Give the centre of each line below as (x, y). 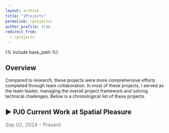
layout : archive (22, 11)
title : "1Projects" (26, 16)
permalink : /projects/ (29, 21)
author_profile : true (28, 27)
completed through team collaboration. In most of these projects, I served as (84, 85)
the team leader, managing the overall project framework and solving (77, 91)
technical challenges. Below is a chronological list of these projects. (75, 96)
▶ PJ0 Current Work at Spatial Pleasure (68, 112)
